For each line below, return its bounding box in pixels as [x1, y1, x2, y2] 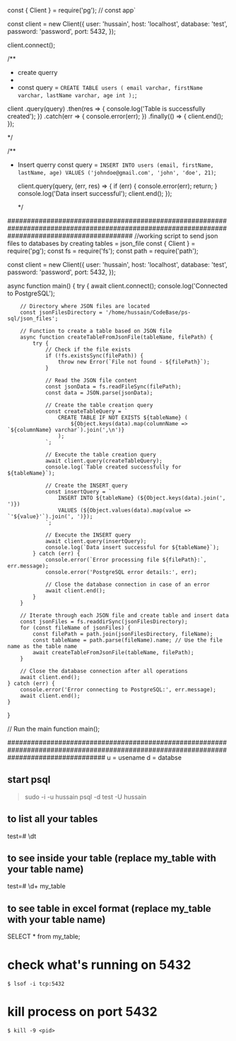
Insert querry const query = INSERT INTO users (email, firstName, [17, 160, 214, 169]
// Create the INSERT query [45, 482, 129, 489]
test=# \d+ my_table [7, 882, 66, 890]
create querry [17, 69, 58, 76]
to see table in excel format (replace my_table [7, 902, 212, 914]
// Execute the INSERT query [45, 531, 131, 539]
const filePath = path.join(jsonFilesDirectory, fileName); [33, 630, 213, 637]
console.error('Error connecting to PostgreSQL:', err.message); [20, 686, 217, 693]
